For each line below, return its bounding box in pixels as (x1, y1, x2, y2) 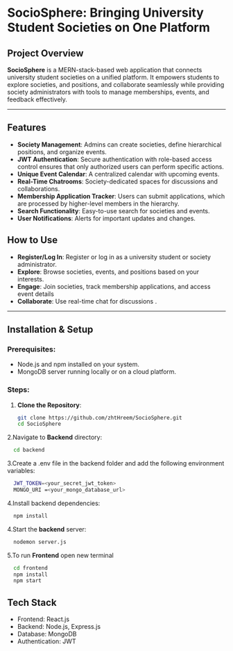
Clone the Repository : (17, 401, 82, 409)
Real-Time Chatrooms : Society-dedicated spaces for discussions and (17, 177, 218, 186)
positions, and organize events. (17, 147, 107, 156)
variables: (7, 467, 35, 475)
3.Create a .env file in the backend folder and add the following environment (7, 459, 225, 468)
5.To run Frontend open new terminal (7, 551, 114, 559)
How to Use (7, 234, 58, 246)
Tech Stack (7, 596, 57, 609)
